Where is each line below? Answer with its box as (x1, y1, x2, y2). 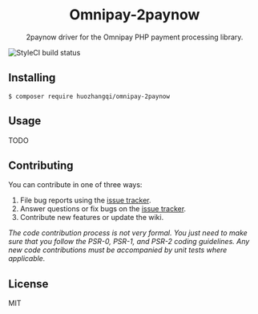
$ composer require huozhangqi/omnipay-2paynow (8, 92, 171, 100)
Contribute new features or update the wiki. (19, 213, 164, 222)
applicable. (8, 254, 46, 263)
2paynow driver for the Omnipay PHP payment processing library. (26, 32, 244, 42)
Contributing (8, 158, 74, 172)
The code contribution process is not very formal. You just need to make (8, 228, 248, 238)
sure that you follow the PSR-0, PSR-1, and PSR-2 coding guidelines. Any (8, 237, 250, 247)
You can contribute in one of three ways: (8, 180, 143, 190)
